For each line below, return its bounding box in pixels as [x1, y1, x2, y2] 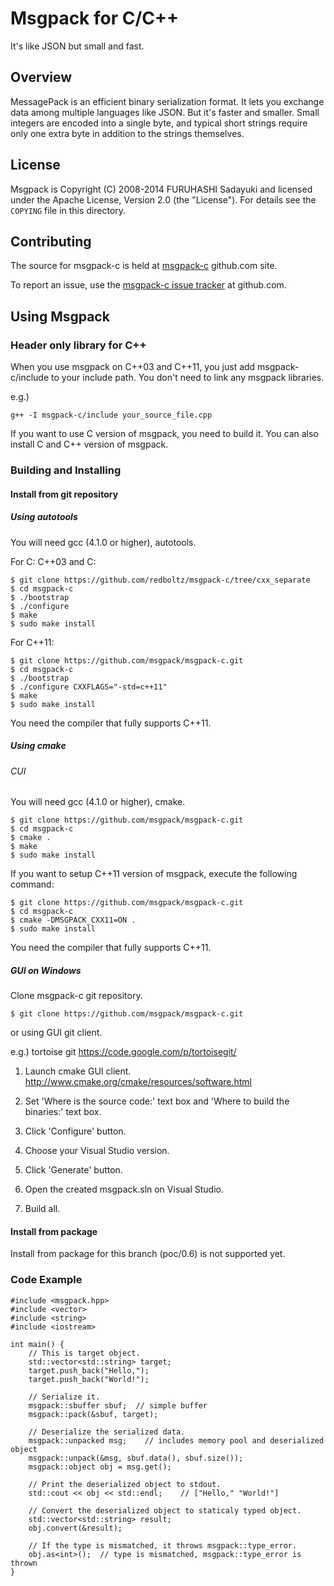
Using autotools [10, 511, 78, 523]
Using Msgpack [10, 308, 110, 325]
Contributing [10, 233, 92, 250]
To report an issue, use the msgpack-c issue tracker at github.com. [10, 279, 287, 291]
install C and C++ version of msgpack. [10, 438, 169, 451]
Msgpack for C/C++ [10, 7, 180, 30]
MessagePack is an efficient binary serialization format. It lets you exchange [10, 95, 325, 107]
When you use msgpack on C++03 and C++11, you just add [10, 361, 256, 373]
